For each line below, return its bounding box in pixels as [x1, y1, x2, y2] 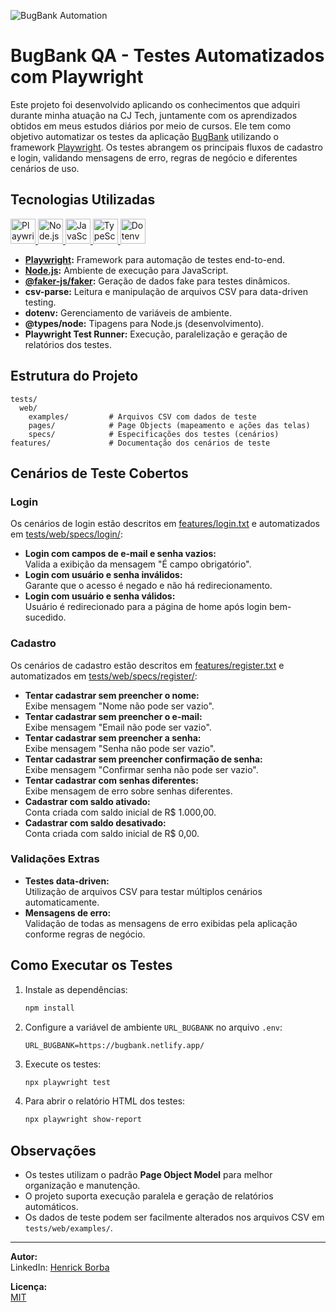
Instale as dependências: [24, 983, 128, 995]
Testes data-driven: [24, 875, 110, 887]
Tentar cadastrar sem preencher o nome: [24, 689, 200, 701]
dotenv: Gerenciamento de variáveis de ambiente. [24, 306, 232, 319]
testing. [24, 296, 57, 308]
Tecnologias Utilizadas [10, 191, 156, 209]
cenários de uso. [10, 162, 80, 174]
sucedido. [24, 611, 67, 624]
